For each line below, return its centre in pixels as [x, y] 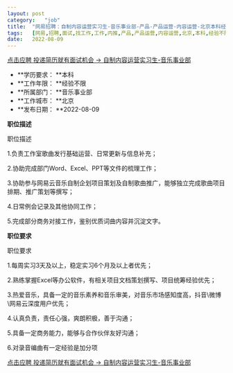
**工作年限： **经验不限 [52, 83]
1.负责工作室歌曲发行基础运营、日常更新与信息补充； [82, 154]
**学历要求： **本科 [45, 75]
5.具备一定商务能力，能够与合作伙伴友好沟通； [74, 333]
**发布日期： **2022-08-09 [58, 110]
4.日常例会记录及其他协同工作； [53, 207]
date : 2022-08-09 [35, 40]
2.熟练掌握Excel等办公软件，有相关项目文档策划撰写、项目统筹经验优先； [112, 280]
